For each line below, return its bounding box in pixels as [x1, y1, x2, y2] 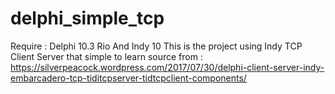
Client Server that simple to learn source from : [10, 50, 203, 62]
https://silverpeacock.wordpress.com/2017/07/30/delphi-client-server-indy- [10, 61, 325, 73]
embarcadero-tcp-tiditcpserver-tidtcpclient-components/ [10, 72, 247, 84]
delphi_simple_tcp [10, 7, 165, 30]
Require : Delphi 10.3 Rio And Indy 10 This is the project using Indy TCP [10, 40, 303, 52]
